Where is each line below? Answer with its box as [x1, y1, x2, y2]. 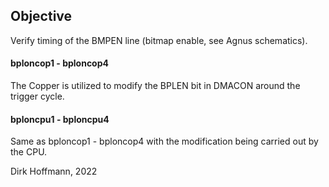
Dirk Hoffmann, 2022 [10, 165, 98, 178]
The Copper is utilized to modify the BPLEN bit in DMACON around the [10, 80, 301, 92]
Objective [10, 8, 73, 25]
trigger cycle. [10, 90, 65, 103]
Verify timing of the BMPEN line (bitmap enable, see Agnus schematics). [10, 34, 308, 46]
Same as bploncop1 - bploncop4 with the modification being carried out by [10, 135, 319, 148]
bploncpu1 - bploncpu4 [10, 113, 110, 125]
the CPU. [10, 146, 48, 158]
